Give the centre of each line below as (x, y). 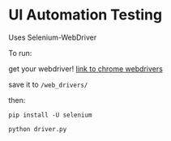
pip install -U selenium (50, 115)
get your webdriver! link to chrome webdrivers (86, 68)
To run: (20, 53)
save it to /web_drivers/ (48, 84)
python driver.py (38, 129)
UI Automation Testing (85, 15)
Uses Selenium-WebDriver (53, 37)
